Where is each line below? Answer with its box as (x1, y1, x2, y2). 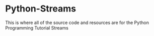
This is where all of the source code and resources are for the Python (5, 19, 149, 25)
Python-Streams (5, 3, 76, 14)
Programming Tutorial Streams (5, 24, 69, 30)
